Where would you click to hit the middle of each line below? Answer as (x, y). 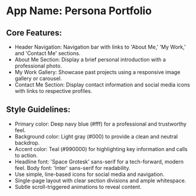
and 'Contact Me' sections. (48, 53)
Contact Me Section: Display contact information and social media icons (102, 85)
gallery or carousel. (38, 78)
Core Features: (34, 33)
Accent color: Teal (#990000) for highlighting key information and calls (101, 149)
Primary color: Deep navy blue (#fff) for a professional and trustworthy (101, 124)
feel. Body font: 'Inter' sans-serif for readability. (73, 168)
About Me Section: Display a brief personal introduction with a (90, 60)
